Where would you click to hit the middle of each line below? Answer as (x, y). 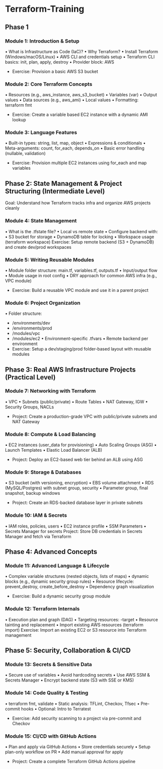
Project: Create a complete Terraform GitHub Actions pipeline (74, 762)
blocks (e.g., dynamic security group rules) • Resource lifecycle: (70, 582)
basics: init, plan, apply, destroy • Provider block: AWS (60, 62)
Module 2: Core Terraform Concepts (49, 84)
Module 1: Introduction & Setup (42, 41)
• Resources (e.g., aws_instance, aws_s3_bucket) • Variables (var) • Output (81, 95)
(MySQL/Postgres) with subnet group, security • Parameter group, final (77, 488)
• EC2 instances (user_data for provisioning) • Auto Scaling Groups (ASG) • (81, 445)
